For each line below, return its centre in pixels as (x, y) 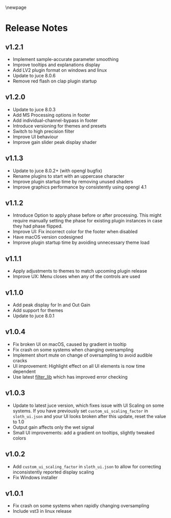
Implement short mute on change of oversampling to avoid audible (82, 355)
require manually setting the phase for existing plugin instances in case (87, 221)
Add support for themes (38, 310)
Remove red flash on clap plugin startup (55, 81)
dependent (24, 371)
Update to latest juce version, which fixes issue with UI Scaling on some (88, 405)
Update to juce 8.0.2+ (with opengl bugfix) (57, 171)
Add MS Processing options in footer (51, 115)
